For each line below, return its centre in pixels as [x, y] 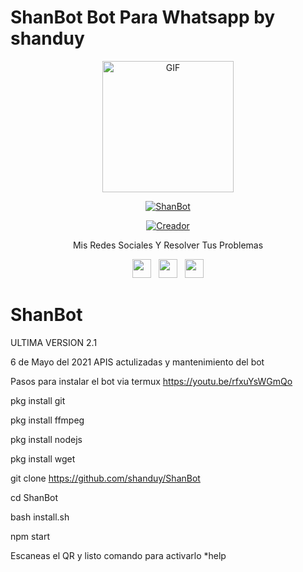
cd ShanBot [34, 497]
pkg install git [38, 400]
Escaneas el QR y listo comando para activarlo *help [118, 555]
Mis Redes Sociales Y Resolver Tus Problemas [168, 245]
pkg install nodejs [46, 439]
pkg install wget [43, 458]
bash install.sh [40, 517]
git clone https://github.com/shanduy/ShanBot [105, 478]
